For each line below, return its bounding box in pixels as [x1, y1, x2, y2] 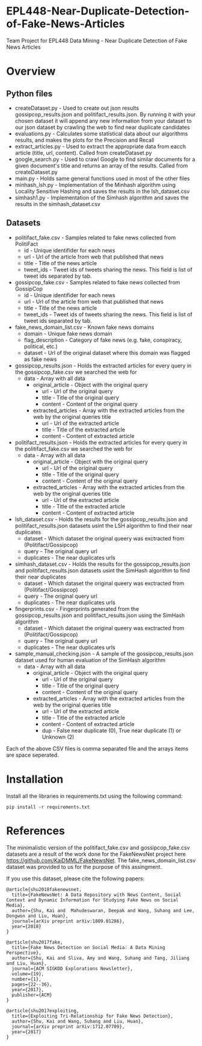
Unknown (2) [41, 733, 75, 741]
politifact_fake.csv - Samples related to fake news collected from [14, 234, 176, 241]
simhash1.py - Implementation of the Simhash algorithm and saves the [14, 194, 189, 201]
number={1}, [11, 976, 42, 982]
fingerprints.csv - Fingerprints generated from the [14, 605, 139, 612]
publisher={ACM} [11, 992, 52, 998]
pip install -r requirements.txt [6, 804, 90, 810]
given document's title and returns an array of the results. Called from [14, 161, 188, 169]
